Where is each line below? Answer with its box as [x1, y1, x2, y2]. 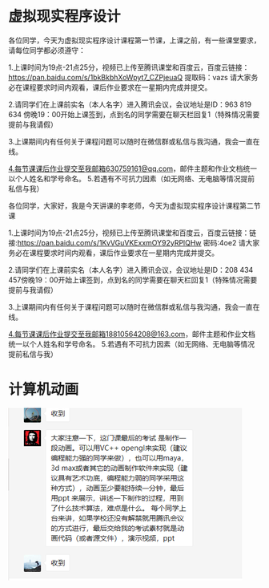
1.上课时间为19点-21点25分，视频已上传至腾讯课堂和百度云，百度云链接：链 [8, 228, 257, 237]
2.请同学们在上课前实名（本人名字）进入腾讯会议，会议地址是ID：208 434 [8, 265, 254, 274]
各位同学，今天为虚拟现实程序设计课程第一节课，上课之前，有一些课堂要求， [8, 35, 261, 45]
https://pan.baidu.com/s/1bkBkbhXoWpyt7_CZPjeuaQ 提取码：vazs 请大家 [8, 72, 251, 82]
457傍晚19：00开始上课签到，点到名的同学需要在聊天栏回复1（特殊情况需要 [8, 274, 258, 285]
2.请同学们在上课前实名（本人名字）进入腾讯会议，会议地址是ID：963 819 [8, 99, 252, 109]
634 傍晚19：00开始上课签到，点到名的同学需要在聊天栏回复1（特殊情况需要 [8, 109, 260, 119]
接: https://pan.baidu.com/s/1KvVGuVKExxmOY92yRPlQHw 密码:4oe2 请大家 [8, 237, 260, 247]
